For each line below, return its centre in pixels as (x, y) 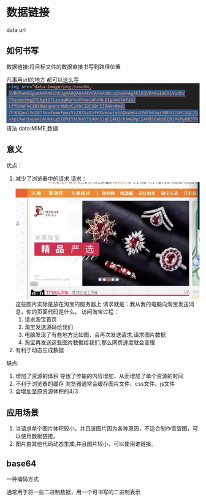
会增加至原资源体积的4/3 (47, 391)
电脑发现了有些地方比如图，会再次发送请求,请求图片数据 (95, 335)
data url (16, 30)
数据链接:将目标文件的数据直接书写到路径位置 (64, 66)
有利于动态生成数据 (40, 350)
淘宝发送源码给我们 (49, 327)
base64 (21, 463)
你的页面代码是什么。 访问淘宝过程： (73, 312)
